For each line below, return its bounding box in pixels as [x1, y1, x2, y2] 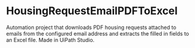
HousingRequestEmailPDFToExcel [6, 4, 178, 18]
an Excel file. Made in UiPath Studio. [6, 36, 95, 43]
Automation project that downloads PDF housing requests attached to [6, 24, 177, 31]
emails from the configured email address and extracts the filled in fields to [6, 30, 190, 37]
